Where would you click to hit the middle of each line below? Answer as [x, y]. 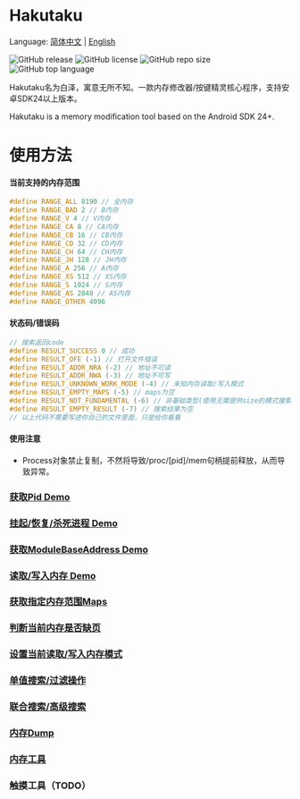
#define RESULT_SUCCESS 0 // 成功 [72, 351]
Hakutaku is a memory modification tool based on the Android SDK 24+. [142, 116]
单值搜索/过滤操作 [48, 681]
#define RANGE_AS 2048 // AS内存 [70, 293]
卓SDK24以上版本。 [46, 98]
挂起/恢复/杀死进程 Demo [63, 523]
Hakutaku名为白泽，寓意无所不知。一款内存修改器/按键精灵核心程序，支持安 [150, 87]
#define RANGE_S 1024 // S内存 [66, 285]
